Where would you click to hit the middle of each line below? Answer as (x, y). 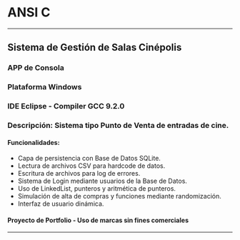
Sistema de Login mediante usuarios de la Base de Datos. (102, 181)
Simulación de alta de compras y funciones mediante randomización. (119, 196)
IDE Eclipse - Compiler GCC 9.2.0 (66, 106)
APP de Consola (36, 68)
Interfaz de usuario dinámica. (61, 204)
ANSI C (29, 12)
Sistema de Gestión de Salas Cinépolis (95, 47)
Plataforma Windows (45, 87)
